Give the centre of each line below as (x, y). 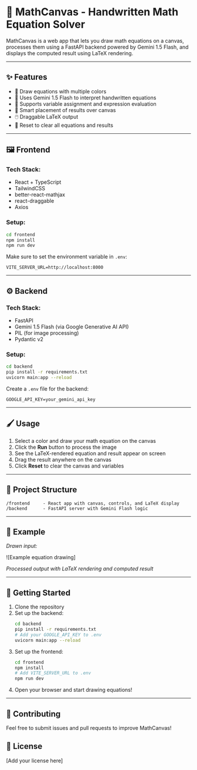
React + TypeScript (38, 182)
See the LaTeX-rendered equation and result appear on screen (90, 453)
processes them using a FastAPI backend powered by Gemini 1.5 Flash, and (97, 47)
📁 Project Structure (42, 490)
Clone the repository (39, 607)
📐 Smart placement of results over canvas (65, 110)
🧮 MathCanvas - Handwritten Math (92, 12)
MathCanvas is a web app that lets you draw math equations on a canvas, (95, 41)
